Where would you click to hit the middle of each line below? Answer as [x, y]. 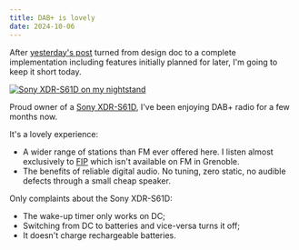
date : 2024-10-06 [42, 26]
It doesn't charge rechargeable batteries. [99, 235]
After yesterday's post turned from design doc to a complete [123, 52]
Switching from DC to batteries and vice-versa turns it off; [131, 225]
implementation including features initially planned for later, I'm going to [144, 62]
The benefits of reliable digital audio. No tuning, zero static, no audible [154, 171]
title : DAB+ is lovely [52, 18]
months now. [33, 116]
